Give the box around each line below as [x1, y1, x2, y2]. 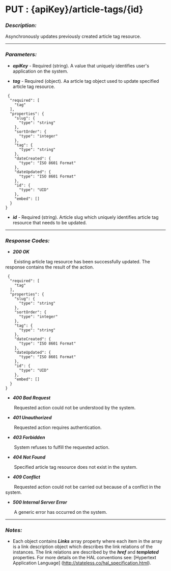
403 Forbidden [12, 435, 45, 441]
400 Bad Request [12, 395, 51, 401]
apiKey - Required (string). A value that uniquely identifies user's [12, 62, 149, 68]
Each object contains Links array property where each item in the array [12, 538, 163, 544]
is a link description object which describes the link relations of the [12, 543, 153, 550]
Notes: [5, 527, 22, 534]
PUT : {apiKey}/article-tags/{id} [5, 4, 144, 15]
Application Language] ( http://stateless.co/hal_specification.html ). [12, 560, 152, 566]
